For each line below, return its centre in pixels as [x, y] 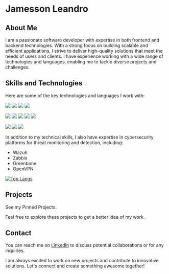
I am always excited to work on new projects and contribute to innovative [82, 261]
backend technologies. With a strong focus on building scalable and [77, 45]
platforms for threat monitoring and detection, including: [64, 142]
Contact [18, 233]
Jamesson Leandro [47, 9]
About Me [21, 28]
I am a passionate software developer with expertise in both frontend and [82, 40]
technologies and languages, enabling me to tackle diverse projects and [81, 62]
